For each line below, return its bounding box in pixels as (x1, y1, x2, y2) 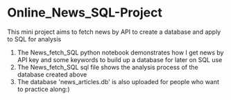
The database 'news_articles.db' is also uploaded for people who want (17, 77, 220, 86)
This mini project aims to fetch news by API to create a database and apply (7, 28, 221, 36)
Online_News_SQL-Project (7, 5, 163, 21)
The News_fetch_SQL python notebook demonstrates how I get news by (17, 48, 224, 57)
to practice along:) (17, 85, 70, 93)
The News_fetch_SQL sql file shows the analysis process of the (17, 63, 199, 71)
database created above (17, 70, 87, 79)
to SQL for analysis (7, 34, 62, 43)
